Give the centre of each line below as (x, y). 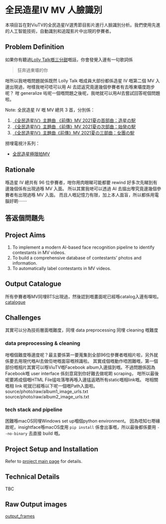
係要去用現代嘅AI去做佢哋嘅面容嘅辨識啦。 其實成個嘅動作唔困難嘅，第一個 (82, 361)
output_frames (20, 516)
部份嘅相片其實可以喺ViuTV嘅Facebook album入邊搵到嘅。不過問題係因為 (80, 367)
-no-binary (16, 434)
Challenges (23, 317)
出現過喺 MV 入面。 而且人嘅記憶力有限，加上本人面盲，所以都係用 (86, 195)
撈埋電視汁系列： (23, 143)
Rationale (20, 170)
